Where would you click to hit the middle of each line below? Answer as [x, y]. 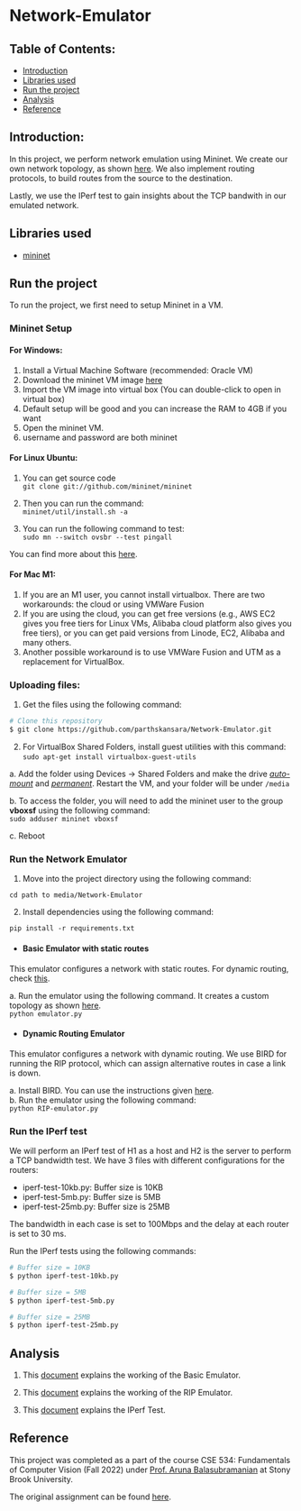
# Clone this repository [56, 721]
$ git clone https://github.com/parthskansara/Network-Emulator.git [141, 730]
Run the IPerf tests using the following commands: [103, 1251]
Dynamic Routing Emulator [73, 1034]
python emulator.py [46, 1014]
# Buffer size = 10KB [50, 1268]
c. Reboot [27, 836]
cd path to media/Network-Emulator [76, 895]
